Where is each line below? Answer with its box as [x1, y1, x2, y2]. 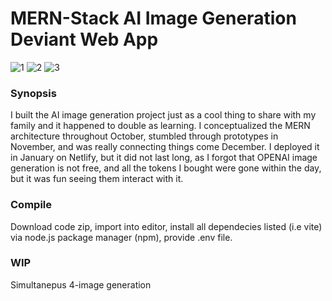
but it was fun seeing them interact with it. [10, 173, 184, 185]
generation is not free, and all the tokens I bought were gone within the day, [10, 162, 322, 174]
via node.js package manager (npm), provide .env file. [10, 231, 233, 243]
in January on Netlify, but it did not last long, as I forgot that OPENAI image [10, 152, 318, 164]
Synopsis [10, 86, 57, 100]
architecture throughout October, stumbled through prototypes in [10, 130, 279, 142]
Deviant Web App [10, 28, 159, 51]
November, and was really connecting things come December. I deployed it [10, 141, 320, 153]
